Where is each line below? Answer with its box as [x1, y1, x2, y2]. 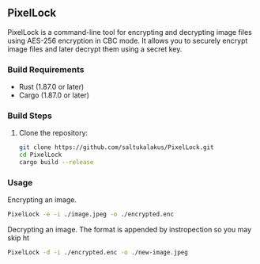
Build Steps [7, 110, 52, 121]
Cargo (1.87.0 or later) [18, 90, 90, 100]
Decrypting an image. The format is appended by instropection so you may [7, 225, 252, 235]
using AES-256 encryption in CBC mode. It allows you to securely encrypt [7, 36, 248, 45]
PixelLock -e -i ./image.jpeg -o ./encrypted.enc [7, 210, 175, 219]
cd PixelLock [18, 151, 62, 159]
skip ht [7, 233, 29, 243]
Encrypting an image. [7, 195, 77, 205]
